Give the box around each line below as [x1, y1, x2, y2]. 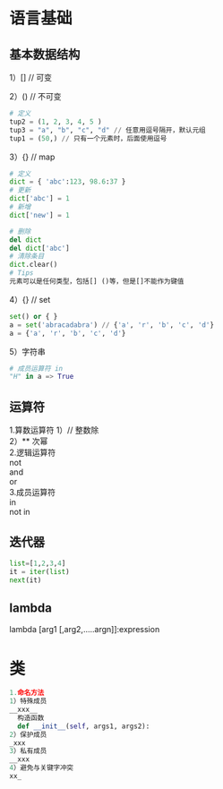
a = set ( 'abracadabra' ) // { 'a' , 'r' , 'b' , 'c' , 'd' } [9, 320, 215, 330]
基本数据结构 [9, 47, 81, 62]
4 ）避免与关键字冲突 [9, 763, 74, 773]
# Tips [9, 269, 34, 278]
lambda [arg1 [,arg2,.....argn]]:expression [9, 624, 160, 635]
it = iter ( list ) [9, 567, 70, 576]
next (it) [9, 575, 42, 585]
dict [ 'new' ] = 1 [9, 210, 70, 219]
